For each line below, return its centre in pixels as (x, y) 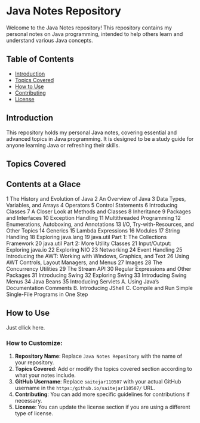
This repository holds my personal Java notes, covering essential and (92, 132)
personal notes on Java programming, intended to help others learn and (95, 34)
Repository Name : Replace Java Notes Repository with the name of (99, 356)
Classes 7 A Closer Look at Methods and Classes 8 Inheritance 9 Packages (99, 211)
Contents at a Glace (44, 184)
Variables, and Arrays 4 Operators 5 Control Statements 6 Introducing (92, 205)
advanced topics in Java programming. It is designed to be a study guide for (100, 138)
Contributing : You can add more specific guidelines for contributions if (102, 394)
